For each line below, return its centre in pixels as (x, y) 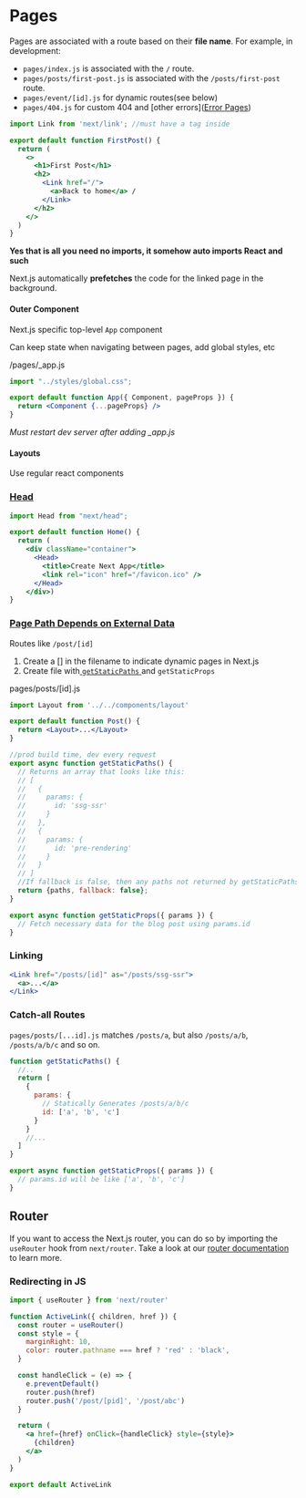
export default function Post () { (75, 721)
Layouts (25, 453)
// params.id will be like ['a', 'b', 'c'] (101, 1180)
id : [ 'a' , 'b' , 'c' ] (81, 1112)
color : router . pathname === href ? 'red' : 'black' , (128, 1350)
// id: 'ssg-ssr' (62, 806)
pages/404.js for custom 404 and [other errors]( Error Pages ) (137, 107)
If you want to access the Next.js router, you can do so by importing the (144, 1238)
